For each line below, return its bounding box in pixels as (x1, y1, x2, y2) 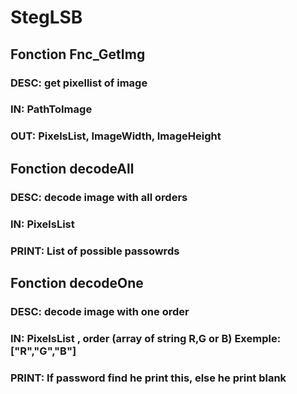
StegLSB (10, 6, 83, 29)
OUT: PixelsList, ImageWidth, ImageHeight (10, 129, 222, 143)
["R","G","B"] (10, 344, 77, 358)
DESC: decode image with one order (10, 304, 190, 318)
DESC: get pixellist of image (10, 76, 148, 90)
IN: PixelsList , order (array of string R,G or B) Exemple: (10, 331, 282, 345)
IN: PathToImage (10, 102, 93, 116)
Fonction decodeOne (10, 274, 144, 291)
